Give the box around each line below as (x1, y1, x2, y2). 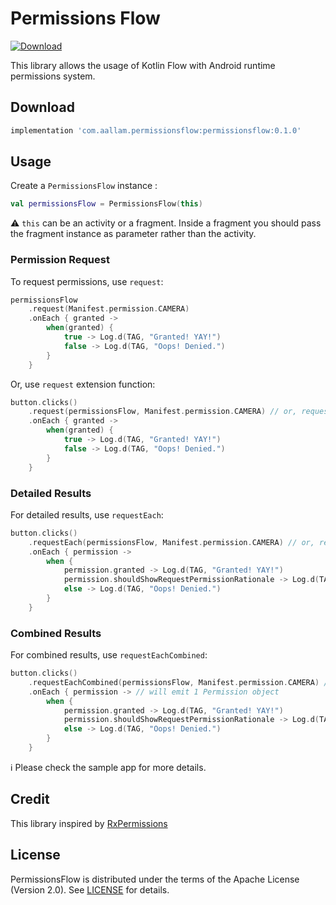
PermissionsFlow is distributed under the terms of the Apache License (10, 873, 300, 885)
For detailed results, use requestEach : (10, 508, 164, 521)
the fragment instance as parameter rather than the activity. (10, 228, 257, 240)
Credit (10, 791, 50, 808)
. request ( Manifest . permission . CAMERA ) (28, 304, 190, 314)
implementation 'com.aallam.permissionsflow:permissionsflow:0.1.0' (10, 125, 302, 136)
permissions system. (10, 70, 96, 82)
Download (10, 99, 75, 116)
